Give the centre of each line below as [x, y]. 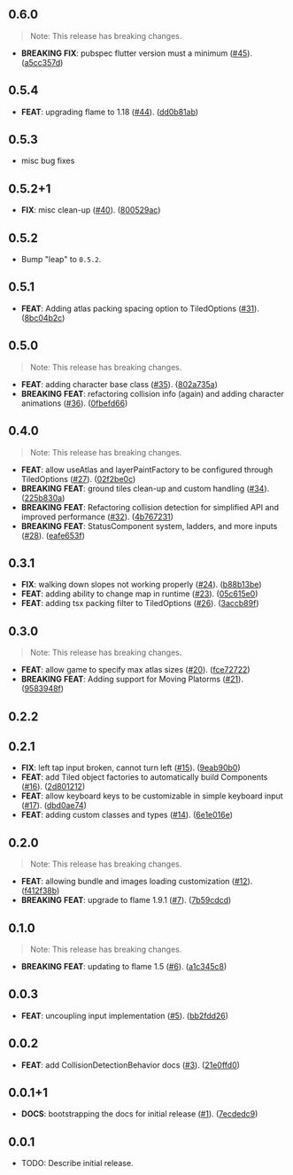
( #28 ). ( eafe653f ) [53, 535]
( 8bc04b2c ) [43, 317]
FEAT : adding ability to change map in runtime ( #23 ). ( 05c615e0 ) [139, 594]
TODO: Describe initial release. [77, 1163]
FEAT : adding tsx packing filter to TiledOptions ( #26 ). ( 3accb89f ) [140, 603]
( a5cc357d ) [42, 62]
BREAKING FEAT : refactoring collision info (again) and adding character [152, 393]
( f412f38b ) [40, 891]
